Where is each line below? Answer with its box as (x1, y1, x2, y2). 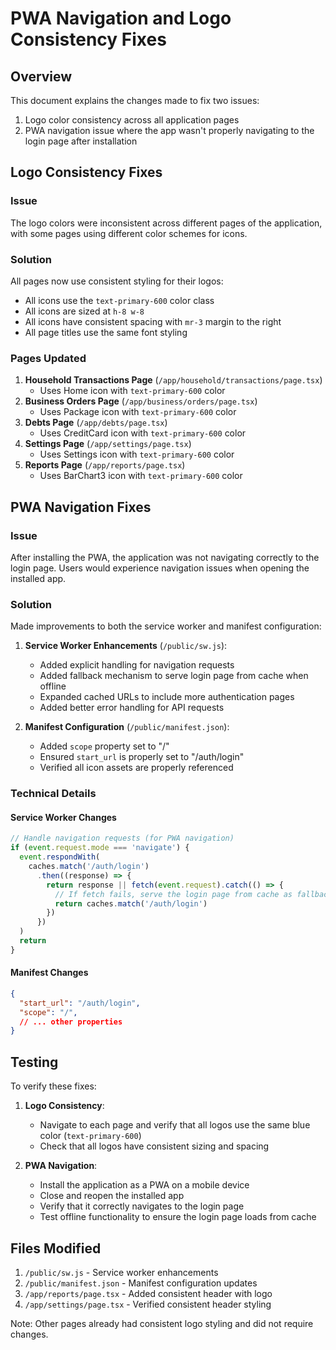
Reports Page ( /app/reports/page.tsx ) (24, 459, 186, 471)
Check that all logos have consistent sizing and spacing (39, 1140, 270, 1152)
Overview (10, 68, 73, 85)
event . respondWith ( (19, 852, 101, 862)
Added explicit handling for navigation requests (39, 659, 235, 671)
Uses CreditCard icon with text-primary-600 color (39, 427, 247, 439)
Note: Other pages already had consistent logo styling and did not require (10, 1317, 314, 1329)
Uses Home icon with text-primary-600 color (39, 385, 226, 397)
